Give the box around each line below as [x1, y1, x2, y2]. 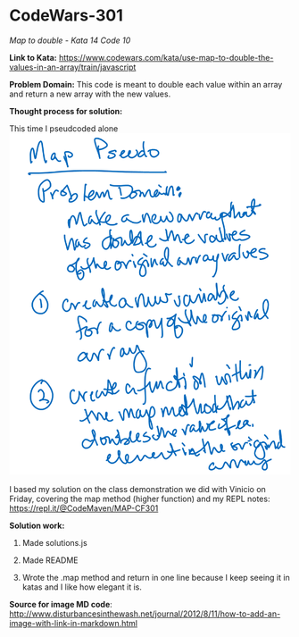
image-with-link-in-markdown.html [9, 618, 138, 629]
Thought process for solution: [9, 105, 123, 116]
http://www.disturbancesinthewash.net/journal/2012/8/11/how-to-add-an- [9, 608, 281, 619]
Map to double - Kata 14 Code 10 [9, 35, 131, 46]
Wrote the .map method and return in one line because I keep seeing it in [21, 573, 290, 583]
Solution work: [9, 520, 65, 532]
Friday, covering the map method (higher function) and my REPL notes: [9, 493, 270, 505]
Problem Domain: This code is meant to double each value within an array [9, 79, 283, 89]
